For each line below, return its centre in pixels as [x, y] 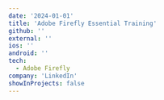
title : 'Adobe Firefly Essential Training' [83, 23]
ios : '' [21, 46]
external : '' [30, 38]
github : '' [27, 31]
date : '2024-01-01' [41, 16]
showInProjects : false [46, 83]
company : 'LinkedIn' [43, 76]
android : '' [28, 53]
